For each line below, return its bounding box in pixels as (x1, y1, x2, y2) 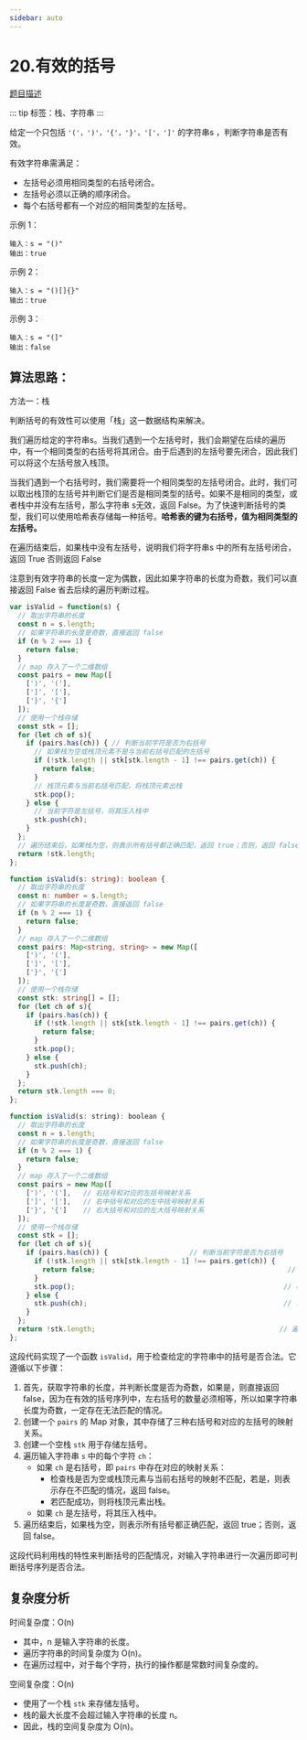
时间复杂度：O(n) (9, 1616, 75, 1627)
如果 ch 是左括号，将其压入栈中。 (36, 1507, 162, 1519)
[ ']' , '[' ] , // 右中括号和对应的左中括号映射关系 (26, 1197, 205, 1206)
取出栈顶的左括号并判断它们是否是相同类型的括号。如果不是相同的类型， (16, 489, 290, 499)
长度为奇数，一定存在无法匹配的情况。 (22, 1404, 167, 1415)
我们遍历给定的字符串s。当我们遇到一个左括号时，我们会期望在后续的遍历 (9, 435, 286, 446)
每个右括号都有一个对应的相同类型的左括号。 (22, 199, 192, 210)
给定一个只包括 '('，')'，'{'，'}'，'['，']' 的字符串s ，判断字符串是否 (9, 126, 281, 137)
